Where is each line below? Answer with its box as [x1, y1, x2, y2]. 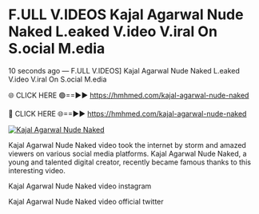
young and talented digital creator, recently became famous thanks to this [8, 157, 252, 167]
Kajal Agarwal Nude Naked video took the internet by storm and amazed [8, 140, 246, 149]
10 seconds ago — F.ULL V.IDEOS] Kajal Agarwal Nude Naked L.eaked [8, 65, 240, 75]
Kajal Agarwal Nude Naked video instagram [8, 181, 152, 191]
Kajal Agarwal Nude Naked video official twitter [8, 196, 164, 206]
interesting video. [8, 165, 66, 175]
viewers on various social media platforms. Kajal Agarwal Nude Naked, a [8, 149, 247, 158]
